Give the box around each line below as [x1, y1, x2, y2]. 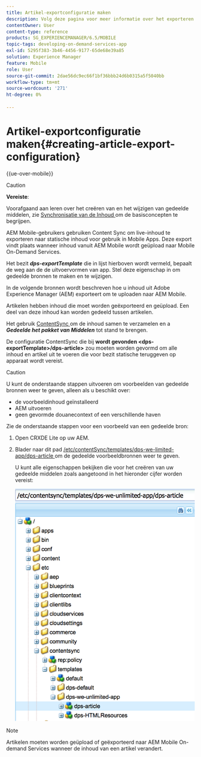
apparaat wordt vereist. [6, 357, 64, 364]
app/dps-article [14, 452, 54, 459]
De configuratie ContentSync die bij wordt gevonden [6, 338, 138, 345]
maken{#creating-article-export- [6, 138, 175, 151]
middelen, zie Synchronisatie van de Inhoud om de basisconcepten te [6, 211, 178, 218]
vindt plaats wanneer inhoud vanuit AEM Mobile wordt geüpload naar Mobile [6, 241, 195, 249]
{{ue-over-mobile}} [6, 169, 54, 177]
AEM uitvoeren [14, 404, 52, 411]
